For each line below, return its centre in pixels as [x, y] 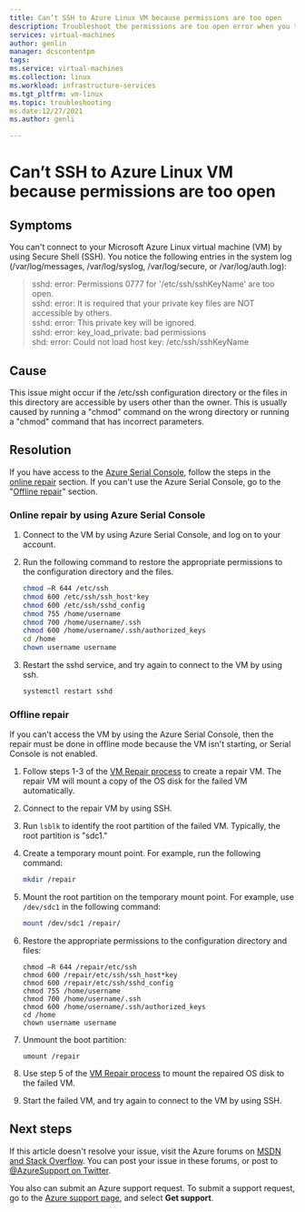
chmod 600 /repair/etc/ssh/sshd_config [98, 983]
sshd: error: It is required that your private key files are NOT [143, 303]
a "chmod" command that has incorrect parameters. [107, 421]
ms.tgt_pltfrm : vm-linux [56, 94]
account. [39, 545]
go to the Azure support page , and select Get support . [112, 1197]
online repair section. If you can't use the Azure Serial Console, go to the [145, 481]
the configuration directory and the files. [98, 572]
